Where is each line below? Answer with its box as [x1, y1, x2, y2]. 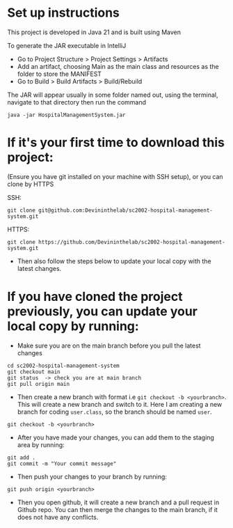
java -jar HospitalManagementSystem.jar [7, 111, 127, 118]
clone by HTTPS [7, 180, 54, 188]
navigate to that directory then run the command [7, 98, 147, 106]
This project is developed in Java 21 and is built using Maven [7, 28, 181, 36]
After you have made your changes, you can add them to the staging [17, 433, 214, 442]
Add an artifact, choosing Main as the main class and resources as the [17, 62, 219, 70]
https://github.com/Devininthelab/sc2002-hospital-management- [38, 238, 226, 245]
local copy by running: [7, 318, 139, 334]
